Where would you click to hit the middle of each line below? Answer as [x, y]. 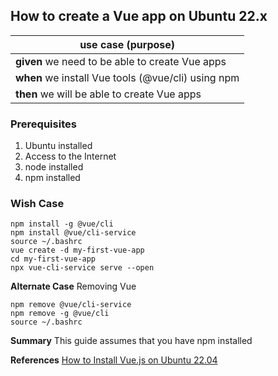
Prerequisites [43, 124]
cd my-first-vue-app [53, 259]
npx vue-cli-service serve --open [82, 268]
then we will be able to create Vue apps [108, 94]
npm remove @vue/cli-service [71, 305]
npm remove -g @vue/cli [60, 314]
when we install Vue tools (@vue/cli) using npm [127, 77]
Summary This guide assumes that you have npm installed [131, 341]
